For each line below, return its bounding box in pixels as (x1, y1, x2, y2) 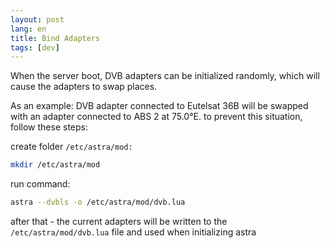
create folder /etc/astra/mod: (10, 141, 133, 153)
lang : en (10, 24, 47, 34)
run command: (10, 178, 71, 190)
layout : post (10, 14, 65, 25)
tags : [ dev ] (10, 42, 60, 53)
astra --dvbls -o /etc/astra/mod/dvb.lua (10, 197, 186, 208)
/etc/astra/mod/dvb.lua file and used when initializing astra (10, 226, 257, 238)
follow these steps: (10, 121, 88, 133)
